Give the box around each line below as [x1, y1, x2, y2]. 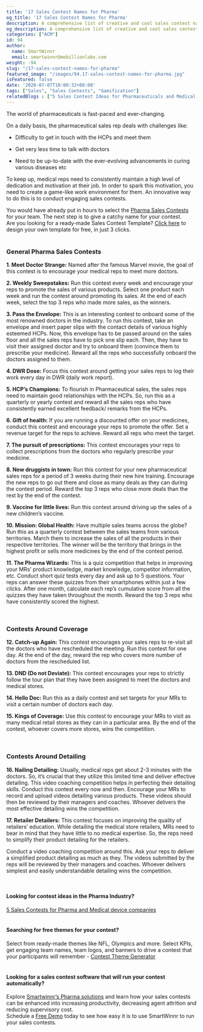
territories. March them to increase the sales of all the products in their [6, 535, 182, 542]
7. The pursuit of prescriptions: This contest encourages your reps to [6, 441, 180, 449]
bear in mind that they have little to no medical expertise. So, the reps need [6, 829, 193, 837]
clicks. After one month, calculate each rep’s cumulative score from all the [6, 585, 190, 592]
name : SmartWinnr [11, 49, 56, 55]
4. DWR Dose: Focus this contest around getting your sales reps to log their [6, 368, 195, 375]
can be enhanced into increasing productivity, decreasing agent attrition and [6, 999, 197, 1007]
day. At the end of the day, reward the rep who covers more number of [6, 652, 182, 659]
